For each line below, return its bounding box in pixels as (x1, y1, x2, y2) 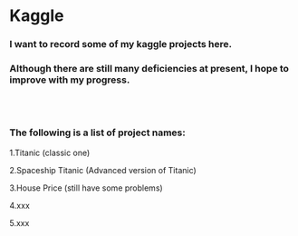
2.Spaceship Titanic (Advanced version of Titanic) (9, 164, 197, 175)
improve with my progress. (9, 74, 130, 86)
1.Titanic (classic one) (9, 147, 91, 158)
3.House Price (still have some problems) (9, 182, 163, 193)
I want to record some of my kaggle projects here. (9, 38, 233, 51)
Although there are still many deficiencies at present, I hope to (9, 63, 290, 75)
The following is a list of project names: (9, 126, 186, 139)
